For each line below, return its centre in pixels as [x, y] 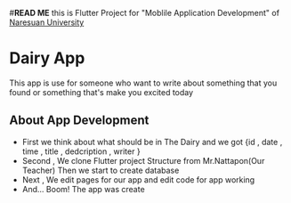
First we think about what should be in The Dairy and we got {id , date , [152, 142]
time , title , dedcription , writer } [81, 151]
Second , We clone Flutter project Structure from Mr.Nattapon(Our [143, 160]
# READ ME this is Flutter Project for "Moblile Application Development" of [145, 13]
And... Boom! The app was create [83, 189]
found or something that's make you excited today [101, 92]
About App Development [79, 121]
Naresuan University [47, 22]
